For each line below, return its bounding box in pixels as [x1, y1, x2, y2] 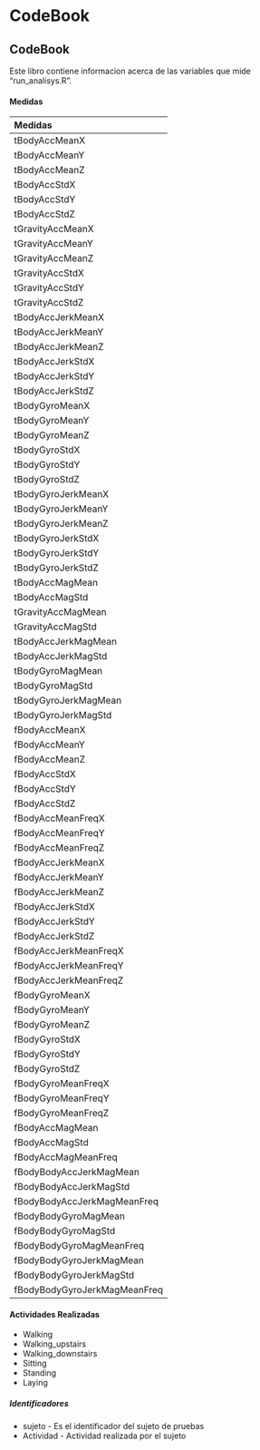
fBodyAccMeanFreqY [14, 827, 106, 840]
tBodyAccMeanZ [14, 164, 85, 177]
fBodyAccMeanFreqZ [14, 842, 105, 854]
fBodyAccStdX [14, 768, 77, 781]
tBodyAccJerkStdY [14, 370, 95, 383]
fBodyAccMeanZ [14, 754, 86, 766]
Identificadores [9, 1398, 70, 1408]
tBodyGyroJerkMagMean [14, 695, 122, 707]
